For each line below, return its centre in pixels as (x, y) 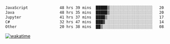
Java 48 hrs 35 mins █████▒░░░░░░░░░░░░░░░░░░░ (79, 12)
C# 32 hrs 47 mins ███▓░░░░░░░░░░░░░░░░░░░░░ (79, 22)
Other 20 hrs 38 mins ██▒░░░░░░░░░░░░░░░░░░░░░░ (79, 27)
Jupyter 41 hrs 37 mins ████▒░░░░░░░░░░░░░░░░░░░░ (79, 17)
